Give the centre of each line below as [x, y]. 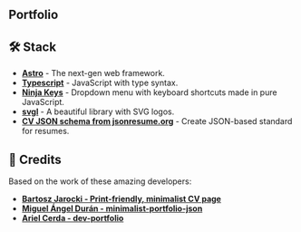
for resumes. [45, 131]
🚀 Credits [35, 159]
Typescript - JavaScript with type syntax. [100, 83]
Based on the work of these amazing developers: [100, 181]
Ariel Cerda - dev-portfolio [73, 218]
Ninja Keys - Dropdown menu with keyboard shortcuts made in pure [149, 92]
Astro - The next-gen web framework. [93, 73]
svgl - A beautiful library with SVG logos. [98, 111]
